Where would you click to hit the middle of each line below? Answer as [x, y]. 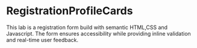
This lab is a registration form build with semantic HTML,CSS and [87, 27]
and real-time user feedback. [42, 40]
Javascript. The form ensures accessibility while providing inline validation [98, 33]
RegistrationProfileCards [70, 11]
